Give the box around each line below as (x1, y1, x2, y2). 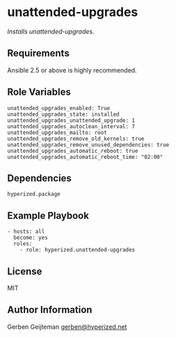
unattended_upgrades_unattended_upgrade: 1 (7, 116, 136, 124)
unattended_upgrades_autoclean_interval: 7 (7, 123, 136, 130)
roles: (13, 240, 33, 247)
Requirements (7, 47, 70, 59)
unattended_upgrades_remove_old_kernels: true (7, 135, 145, 142)
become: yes (13, 234, 49, 241)
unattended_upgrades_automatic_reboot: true (7, 147, 138, 154)
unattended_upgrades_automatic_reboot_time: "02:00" (7, 153, 163, 160)
